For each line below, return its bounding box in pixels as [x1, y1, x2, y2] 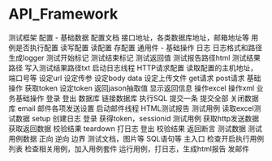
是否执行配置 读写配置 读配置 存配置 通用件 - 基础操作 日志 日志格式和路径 [15, 42, 262, 53]
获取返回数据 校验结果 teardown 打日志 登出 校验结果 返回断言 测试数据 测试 [8, 123, 262, 133]
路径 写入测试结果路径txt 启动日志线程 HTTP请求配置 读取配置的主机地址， [8, 62, 258, 73]
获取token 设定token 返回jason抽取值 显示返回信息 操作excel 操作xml [24, 83, 255, 93]
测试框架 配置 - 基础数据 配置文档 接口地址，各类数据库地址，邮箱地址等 [8, 32, 250, 42]
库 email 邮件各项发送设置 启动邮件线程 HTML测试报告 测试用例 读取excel [8, 103, 254, 113]
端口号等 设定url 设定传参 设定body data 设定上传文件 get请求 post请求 [8, 73, 245, 83]
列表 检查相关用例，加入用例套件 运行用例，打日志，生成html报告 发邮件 [8, 143, 250, 154]
